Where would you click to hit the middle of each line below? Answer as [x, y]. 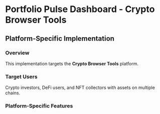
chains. [13, 93]
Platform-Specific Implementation [60, 38]
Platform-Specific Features [39, 106]
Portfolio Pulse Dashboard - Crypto [80, 9]
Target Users [21, 76]
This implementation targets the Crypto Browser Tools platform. [72, 63]
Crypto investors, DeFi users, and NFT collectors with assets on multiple [80, 88]
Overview [17, 53]
